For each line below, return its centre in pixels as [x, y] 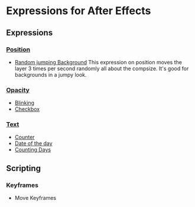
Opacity [18, 90]
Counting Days [33, 150]
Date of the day [33, 143]
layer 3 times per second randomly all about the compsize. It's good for [102, 68]
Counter [25, 137]
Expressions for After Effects [79, 11]
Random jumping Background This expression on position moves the [98, 62]
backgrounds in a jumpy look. [51, 74]
